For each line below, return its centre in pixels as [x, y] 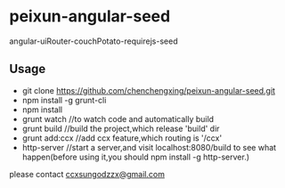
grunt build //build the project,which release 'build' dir [121, 128]
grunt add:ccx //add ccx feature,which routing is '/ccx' [122, 138]
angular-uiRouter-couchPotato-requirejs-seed [94, 41]
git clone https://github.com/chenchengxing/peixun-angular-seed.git [149, 90]
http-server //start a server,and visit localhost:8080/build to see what [149, 147]
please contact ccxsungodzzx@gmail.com [87, 174]
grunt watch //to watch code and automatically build [118, 119]
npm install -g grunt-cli [64, 100]
